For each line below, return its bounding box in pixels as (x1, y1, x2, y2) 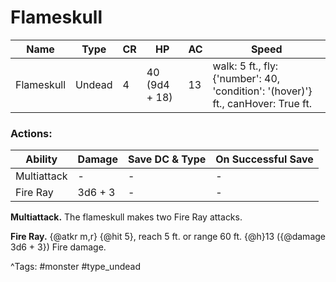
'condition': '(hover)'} (212, 84, 313, 98)
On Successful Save (215, 152, 314, 166)
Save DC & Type (127, 152, 207, 166)
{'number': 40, (212, 71, 281, 85)
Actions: (10, 126, 53, 140)
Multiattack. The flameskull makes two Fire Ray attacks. (10, 211, 243, 223)
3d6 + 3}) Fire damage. (10, 241, 107, 253)
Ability (25, 152, 58, 166)
